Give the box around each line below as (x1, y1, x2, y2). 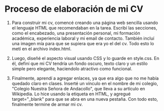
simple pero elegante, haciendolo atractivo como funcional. (11, 65, 132, 72)
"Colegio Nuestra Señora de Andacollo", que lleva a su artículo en (11, 85, 145, 91)
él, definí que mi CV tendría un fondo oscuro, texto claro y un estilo (11, 60, 148, 66)
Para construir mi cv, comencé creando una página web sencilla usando (11, 20, 158, 26)
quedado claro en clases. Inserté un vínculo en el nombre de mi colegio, (11, 80, 159, 86)
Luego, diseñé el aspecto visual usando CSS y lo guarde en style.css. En (11, 55, 160, 61)
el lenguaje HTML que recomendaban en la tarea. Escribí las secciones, (11, 25, 158, 30)
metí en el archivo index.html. (11, 46, 72, 52)
